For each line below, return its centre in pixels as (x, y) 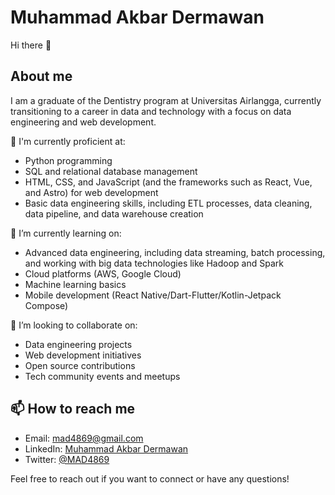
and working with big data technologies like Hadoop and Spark (154, 263)
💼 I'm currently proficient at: (68, 141)
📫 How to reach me (73, 409)
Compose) (46, 305)
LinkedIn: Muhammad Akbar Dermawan (106, 448)
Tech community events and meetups (102, 376)
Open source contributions (80, 365)
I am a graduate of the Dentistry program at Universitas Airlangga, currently (166, 100)
